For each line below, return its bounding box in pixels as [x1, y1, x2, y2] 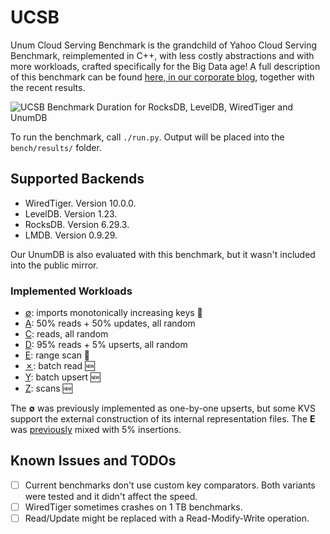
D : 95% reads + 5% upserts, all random [24, 339, 188, 351]
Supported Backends [10, 171, 145, 188]
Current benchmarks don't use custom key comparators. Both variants [24, 479, 316, 491]
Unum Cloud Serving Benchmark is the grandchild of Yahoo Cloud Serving [10, 39, 318, 51]
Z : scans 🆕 [24, 382, 73, 395]
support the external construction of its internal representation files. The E [10, 413, 316, 425]
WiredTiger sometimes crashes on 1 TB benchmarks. [24, 501, 243, 513]
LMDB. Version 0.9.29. [24, 229, 118, 241]
